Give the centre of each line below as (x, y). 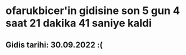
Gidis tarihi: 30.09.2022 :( (54, 45)
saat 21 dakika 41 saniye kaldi (79, 23)
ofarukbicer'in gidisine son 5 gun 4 (93, 11)
